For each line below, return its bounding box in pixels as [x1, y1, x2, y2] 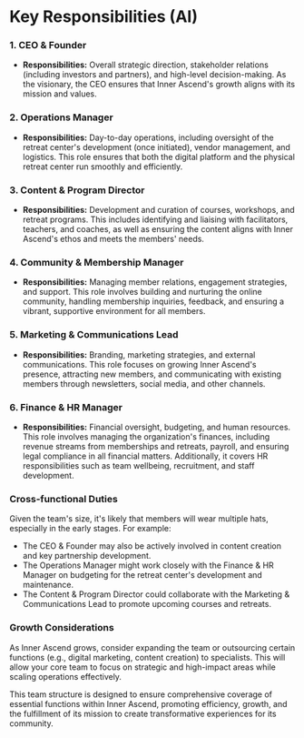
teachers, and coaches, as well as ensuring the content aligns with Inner [22, 224, 293, 235]
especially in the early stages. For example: [9, 523, 172, 534]
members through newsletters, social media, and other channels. [22, 378, 266, 389]
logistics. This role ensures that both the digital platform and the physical [22, 151, 295, 162]
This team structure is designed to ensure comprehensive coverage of [9, 689, 273, 700]
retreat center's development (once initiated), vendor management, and [22, 141, 290, 152]
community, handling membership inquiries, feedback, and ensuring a [22, 296, 284, 307]
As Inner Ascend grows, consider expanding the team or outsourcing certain [9, 642, 296, 652]
